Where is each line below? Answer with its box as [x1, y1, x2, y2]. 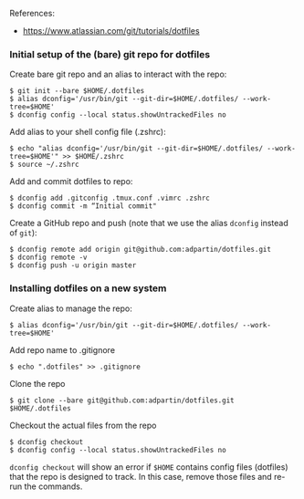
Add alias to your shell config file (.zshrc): [9, 127, 166, 138]
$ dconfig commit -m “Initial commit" [9, 202, 157, 211]
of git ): [9, 227, 38, 238]
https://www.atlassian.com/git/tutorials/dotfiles [22, 26, 200, 36]
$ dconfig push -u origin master [9, 261, 137, 270]
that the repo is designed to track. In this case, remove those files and [9, 471, 272, 482]
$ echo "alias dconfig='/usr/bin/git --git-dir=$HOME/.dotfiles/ [9, 144, 263, 153]
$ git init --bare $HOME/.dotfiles [9, 87, 145, 96]
